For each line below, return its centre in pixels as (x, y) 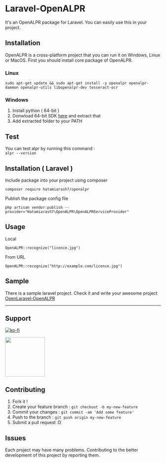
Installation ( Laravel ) (39, 168)
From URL (15, 257)
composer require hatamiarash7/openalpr (47, 189)
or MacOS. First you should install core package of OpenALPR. (69, 60)
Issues (16, 438)
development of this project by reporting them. (53, 455)
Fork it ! (20, 402)
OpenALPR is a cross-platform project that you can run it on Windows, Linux (83, 55)
